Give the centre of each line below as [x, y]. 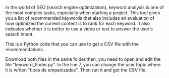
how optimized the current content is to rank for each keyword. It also [78, 23]
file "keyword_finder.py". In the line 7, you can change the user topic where [83, 65]
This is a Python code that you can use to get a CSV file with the [72, 44]
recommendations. [25, 49]
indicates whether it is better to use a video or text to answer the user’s [79, 29]
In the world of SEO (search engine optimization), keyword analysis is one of [84, 7]
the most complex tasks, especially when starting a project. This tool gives [83, 13]
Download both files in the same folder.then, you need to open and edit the [83, 59]
